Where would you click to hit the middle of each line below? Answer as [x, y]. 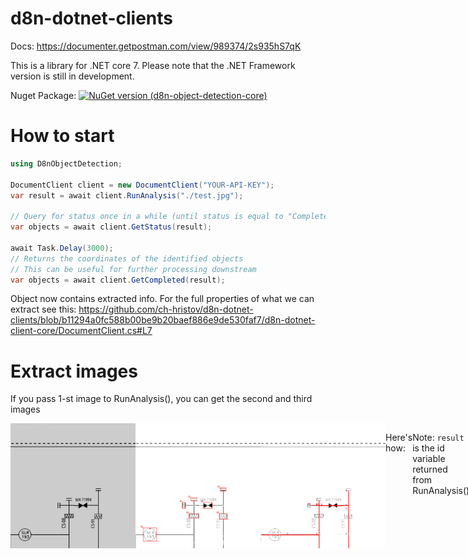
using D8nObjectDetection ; [66, 163]
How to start [62, 136]
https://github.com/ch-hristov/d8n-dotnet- [166, 309]
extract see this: [43, 309]
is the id [428, 448]
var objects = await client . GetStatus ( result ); [111, 227]
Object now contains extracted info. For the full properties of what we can [162, 299]
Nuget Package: [43, 95]
